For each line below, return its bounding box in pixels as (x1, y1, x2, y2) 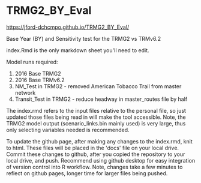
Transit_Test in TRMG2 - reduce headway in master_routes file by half (14, 95, 188, 103)
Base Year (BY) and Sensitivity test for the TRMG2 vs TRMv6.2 (6, 35, 161, 42)
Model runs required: (6, 58, 58, 65)
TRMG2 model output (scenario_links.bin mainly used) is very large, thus (6, 119, 186, 127)
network (14, 89, 36, 96)
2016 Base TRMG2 (14, 70, 61, 77)
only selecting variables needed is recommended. (6, 126, 130, 133)
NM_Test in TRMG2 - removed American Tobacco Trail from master (14, 82, 182, 90)
